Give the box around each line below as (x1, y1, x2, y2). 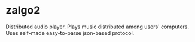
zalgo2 (5, 4, 41, 17)
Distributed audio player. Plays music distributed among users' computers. (5, 23, 190, 30)
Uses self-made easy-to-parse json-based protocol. (5, 29, 135, 36)
